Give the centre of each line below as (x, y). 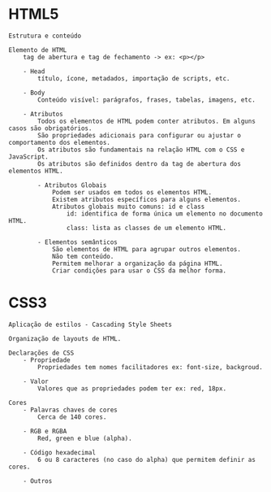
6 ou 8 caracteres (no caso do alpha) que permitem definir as (146, 459)
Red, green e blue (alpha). (85, 438)
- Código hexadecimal (59, 452)
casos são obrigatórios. (50, 128)
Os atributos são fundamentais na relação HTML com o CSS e (141, 150)
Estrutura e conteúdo (45, 36)
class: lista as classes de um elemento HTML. (146, 228)
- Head (34, 71)
